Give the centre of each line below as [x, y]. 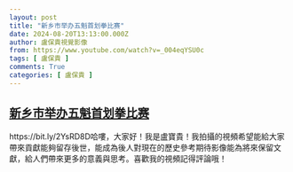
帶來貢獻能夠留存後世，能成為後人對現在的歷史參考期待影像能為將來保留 [141, 147]
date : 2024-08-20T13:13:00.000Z [69, 34]
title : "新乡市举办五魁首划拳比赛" [67, 26]
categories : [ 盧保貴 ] [51, 75]
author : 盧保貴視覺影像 [48, 42]
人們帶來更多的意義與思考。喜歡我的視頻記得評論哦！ [130, 158]
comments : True [37, 67]
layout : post [33, 17]
